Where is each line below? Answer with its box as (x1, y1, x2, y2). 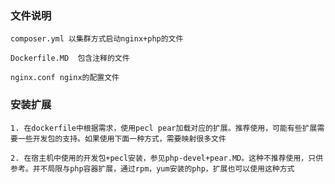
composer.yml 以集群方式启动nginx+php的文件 (10, 34, 184, 44)
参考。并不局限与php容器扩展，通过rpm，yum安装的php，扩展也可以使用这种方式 (10, 163, 295, 174)
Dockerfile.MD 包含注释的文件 (10, 53, 130, 64)
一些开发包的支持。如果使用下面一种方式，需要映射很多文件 (17, 133, 227, 144)
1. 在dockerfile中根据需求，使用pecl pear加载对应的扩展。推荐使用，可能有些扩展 (10, 123, 318, 133)
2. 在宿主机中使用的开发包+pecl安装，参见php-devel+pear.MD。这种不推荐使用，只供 (10, 153, 324, 163)
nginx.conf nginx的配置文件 (10, 73, 120, 83)
